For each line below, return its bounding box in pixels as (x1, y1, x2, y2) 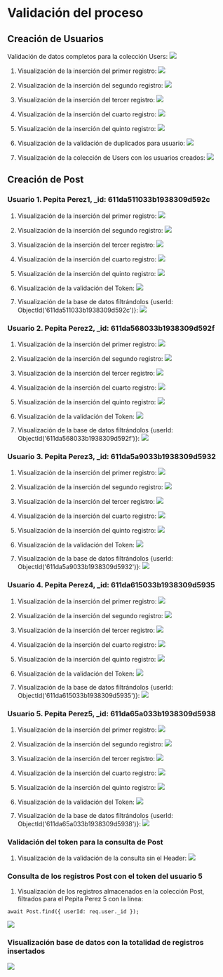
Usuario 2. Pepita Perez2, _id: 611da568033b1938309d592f (7, 323, 215, 333)
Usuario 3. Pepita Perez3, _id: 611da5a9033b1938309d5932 (7, 451, 216, 461)
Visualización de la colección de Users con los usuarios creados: (17, 153, 205, 162)
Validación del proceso (7, 5, 144, 21)
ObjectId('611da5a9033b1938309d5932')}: (17, 563, 142, 571)
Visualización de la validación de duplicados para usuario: (17, 139, 186, 147)
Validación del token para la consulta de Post (7, 837, 163, 847)
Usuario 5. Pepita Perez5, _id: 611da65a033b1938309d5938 (7, 709, 216, 718)
